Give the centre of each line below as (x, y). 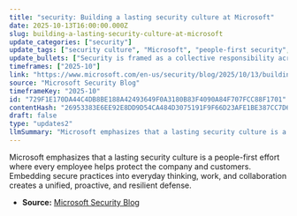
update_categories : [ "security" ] (71, 42)
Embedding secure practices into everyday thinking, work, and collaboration (148, 175)
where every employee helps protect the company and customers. (130, 166)
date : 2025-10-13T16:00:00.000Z (69, 26)
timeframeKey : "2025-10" (55, 91)
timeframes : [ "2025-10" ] (55, 67)
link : (19, 75)
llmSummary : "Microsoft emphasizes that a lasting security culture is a (148, 132)
